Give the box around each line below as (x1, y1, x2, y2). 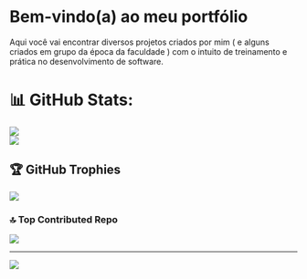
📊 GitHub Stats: (9, 89, 134, 110)
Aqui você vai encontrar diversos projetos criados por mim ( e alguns (9, 36, 270, 47)
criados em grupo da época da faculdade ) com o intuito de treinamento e (9, 46, 288, 57)
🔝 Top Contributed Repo (9, 212, 119, 225)
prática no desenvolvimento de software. (9, 56, 164, 67)
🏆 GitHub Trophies (9, 162, 122, 178)
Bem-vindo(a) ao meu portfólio (9, 6, 249, 27)
